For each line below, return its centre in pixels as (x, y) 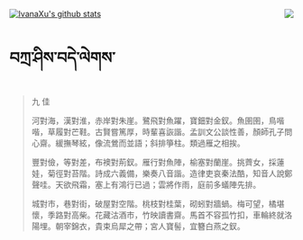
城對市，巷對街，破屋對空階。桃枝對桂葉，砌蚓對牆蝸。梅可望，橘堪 (158, 203)
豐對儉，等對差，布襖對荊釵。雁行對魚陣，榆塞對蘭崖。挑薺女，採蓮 (158, 162)
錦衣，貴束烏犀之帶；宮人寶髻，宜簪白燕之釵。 (158, 226)
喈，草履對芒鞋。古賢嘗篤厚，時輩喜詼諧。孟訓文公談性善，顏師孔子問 (162, 131)
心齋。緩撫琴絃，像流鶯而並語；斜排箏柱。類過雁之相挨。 (138, 143)
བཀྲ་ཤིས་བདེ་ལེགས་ (62, 58)
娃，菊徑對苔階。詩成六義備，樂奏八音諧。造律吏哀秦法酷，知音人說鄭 (162, 173)
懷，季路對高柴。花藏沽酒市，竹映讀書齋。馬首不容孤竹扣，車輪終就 (158, 215)
